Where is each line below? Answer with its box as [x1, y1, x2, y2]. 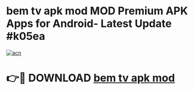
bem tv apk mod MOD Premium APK [6, 4, 188, 18]
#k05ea [6, 30, 45, 43]
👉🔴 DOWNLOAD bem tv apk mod [6, 72, 175, 85]
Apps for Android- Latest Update [6, 17, 172, 30]
